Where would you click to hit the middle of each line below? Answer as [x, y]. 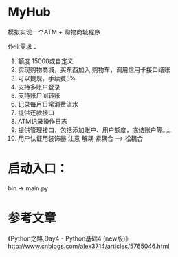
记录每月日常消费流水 [48, 104]
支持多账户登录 [39, 87]
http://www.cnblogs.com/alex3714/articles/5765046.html [89, 246]
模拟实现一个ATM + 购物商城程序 [54, 32]
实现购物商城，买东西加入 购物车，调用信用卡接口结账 [94, 69]
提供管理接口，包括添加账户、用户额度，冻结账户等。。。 [96, 130]
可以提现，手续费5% [47, 78]
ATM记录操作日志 [42, 121]
